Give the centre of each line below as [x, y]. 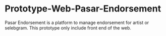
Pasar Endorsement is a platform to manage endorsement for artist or [77, 22]
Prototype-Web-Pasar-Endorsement [83, 9]
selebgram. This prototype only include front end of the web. [68, 27]
